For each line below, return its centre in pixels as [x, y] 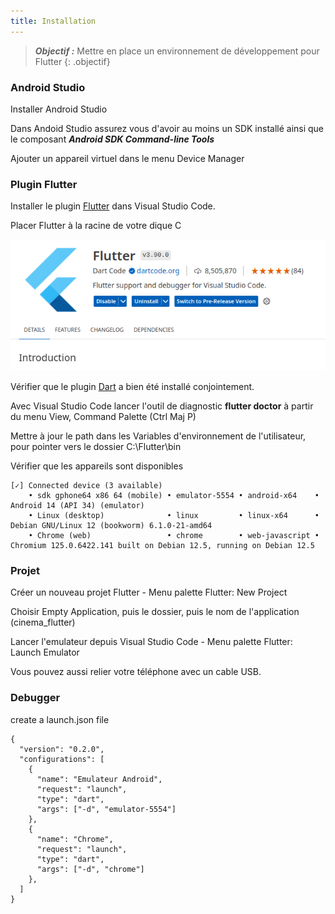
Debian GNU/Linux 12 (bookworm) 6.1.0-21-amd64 [111, 525]
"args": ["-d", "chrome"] [90, 869]
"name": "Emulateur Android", [99, 779]
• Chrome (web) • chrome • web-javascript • [174, 535]
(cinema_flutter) [43, 622]
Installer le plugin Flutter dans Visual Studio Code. [113, 206]
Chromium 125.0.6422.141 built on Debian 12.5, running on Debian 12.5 [162, 545]
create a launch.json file [60, 719]
